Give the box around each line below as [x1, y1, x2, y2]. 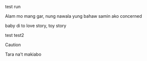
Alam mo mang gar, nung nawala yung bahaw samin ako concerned [5, 13, 142, 19]
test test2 [5, 32, 24, 38]
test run [5, 4, 21, 9]
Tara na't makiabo [5, 51, 42, 57]
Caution [5, 42, 21, 48]
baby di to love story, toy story [5, 23, 67, 29]
